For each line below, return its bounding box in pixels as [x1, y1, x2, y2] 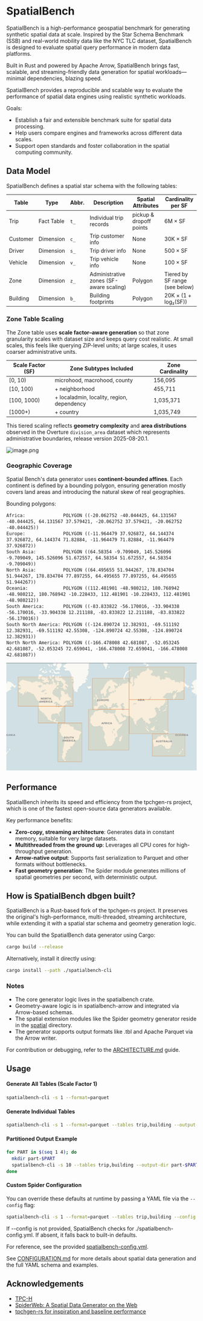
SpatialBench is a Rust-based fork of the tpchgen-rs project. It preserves [6, 907, 188, 914]
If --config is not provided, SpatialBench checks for [6, 1225, 135, 1232]
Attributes [132, 202, 159, 210]
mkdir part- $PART [11, 1156, 56, 1162]
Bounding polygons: [6, 500, 56, 507]
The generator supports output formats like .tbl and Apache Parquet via [14, 1028, 193, 1035]
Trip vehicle [89, 256, 119, 263]
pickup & [132, 211, 155, 218]
